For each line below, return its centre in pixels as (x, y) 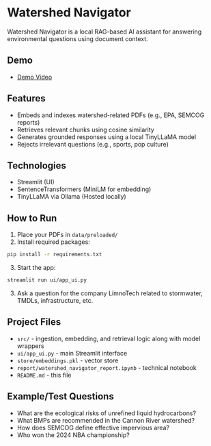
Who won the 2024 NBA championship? (73, 435)
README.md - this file (44, 375)
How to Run (32, 218)
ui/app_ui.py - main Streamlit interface (72, 353)
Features (26, 98)
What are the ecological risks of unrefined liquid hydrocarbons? (107, 413)
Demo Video (34, 77)
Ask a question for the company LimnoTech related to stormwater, (110, 293)
